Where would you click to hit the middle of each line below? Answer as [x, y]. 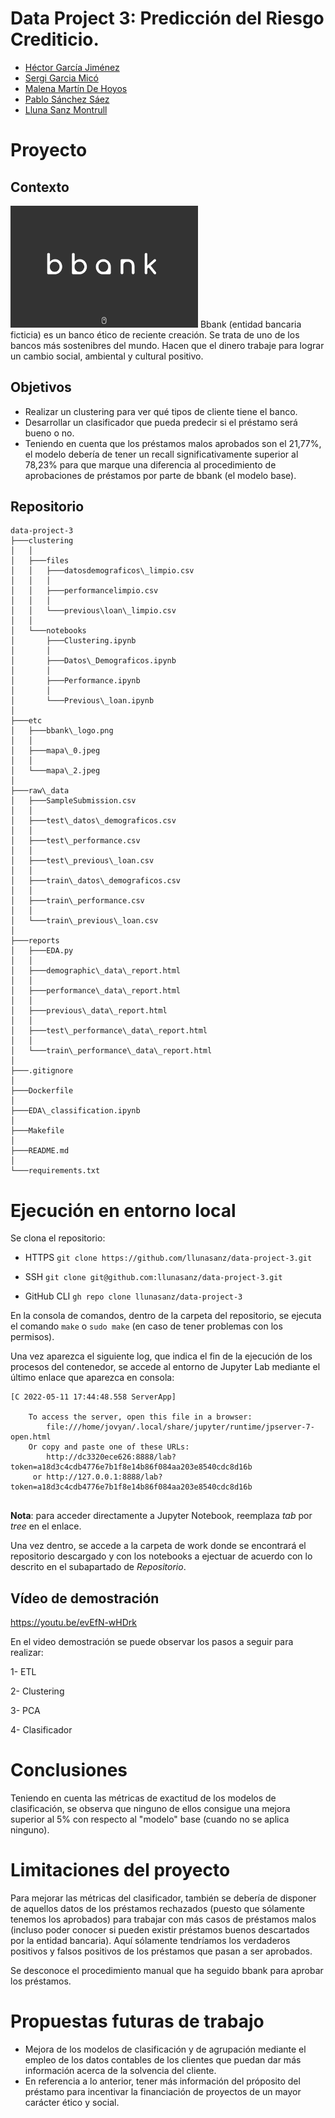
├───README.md [40, 1151]
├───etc [26, 721]
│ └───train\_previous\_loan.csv [84, 921]
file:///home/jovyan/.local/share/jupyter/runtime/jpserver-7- [180, 1427]
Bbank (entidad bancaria [250, 324]
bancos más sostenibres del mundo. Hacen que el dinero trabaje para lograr [167, 345]
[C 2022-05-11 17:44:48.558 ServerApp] [93, 1397]
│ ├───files [40, 561]
